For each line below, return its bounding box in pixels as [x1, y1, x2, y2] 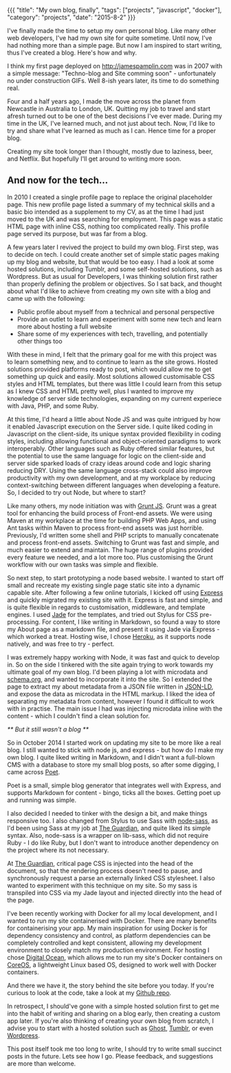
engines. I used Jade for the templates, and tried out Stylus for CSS [7, 610, 198, 618]
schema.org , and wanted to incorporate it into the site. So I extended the [7, 675, 212, 683]
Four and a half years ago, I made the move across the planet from [7, 97, 196, 106]
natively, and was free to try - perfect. [7, 640, 115, 648]
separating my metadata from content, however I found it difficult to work [7, 697, 215, 705]
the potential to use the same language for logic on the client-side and [7, 451, 206, 460]
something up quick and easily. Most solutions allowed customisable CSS [7, 372, 215, 380]
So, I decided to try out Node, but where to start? [7, 488, 146, 496]
